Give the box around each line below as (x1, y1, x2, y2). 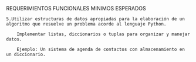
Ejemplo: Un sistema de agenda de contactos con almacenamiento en (16, 46, 185, 52)
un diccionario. (6, 52, 46, 57)
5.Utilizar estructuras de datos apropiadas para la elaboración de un (6, 16, 185, 22)
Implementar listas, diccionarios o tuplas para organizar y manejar (16, 31, 191, 37)
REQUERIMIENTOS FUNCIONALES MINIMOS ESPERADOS (6, 5, 146, 12)
